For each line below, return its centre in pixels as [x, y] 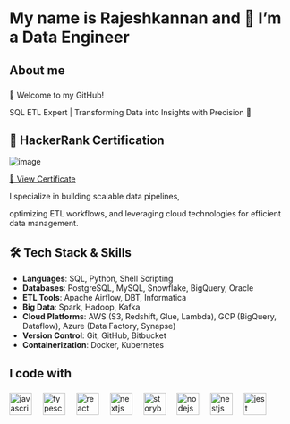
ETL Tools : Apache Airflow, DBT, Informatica [104, 298]
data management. [44, 224]
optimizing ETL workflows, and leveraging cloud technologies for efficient [145, 214]
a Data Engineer [69, 37]
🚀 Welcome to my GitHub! [57, 95]
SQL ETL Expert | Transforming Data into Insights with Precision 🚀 [131, 112]
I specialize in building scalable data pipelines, [95, 197]
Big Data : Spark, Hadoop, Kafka [81, 307]
